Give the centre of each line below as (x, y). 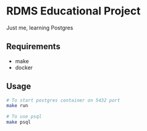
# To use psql (24, 117)
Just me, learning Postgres (40, 28)
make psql (19, 122)
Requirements (33, 47)
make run (17, 106)
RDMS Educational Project (73, 11)
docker (24, 67)
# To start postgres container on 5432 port (63, 100)
